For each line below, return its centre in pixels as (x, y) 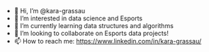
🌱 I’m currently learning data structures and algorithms (94, 26)
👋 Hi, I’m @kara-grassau (50, 11)
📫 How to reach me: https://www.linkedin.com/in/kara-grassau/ (108, 41)
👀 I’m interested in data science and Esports (78, 18)
